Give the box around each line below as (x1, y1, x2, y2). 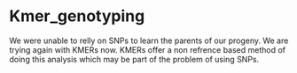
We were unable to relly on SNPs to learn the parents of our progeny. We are (9, 35, 289, 46)
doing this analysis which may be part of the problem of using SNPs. (9, 54, 260, 64)
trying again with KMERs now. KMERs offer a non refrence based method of (9, 44, 286, 55)
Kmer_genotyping (9, 6, 145, 26)
